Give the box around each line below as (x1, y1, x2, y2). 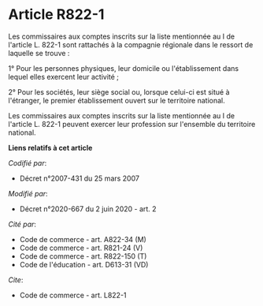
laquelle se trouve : (8, 48, 70, 58)
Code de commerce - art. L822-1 (19, 290, 128, 300)
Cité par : (8, 219, 37, 229)
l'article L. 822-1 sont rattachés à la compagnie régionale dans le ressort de (8, 39, 254, 49)
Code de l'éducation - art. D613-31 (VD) (19, 259, 149, 269)
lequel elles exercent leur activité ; (8, 72, 120, 81)
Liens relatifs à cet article (8, 143, 93, 152)
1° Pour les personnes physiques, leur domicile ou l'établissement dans (8, 63, 239, 73)
